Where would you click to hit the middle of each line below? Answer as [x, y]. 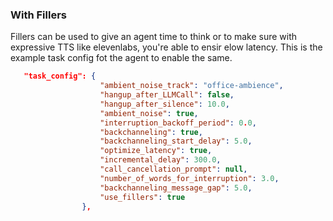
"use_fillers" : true [142, 197]
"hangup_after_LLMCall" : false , [167, 95]
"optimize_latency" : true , [156, 151]
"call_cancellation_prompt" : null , [173, 169]
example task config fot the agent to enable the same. [121, 58]
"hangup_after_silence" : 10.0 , [164, 104]
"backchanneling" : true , [151, 132]
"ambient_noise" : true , [149, 113]
